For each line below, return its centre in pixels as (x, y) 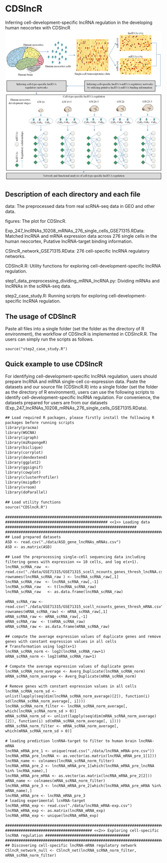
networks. (15, 256)
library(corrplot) (24, 452)
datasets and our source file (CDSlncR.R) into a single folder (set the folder (82, 386)
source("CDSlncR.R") (27, 507)
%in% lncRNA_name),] (27, 771)
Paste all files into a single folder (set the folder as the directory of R (75, 328)
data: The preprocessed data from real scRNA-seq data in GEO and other (80, 206)
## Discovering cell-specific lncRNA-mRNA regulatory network (71, 845)
